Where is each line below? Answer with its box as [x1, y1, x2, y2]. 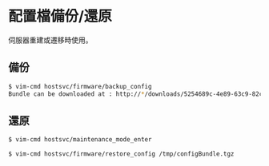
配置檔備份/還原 [8, 7, 112, 26]
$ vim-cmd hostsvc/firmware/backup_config [8, 82, 152, 90]
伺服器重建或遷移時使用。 [8, 35, 93, 45]
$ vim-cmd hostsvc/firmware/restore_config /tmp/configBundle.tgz [8, 150, 235, 158]
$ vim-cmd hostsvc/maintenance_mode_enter [8, 136, 152, 144]
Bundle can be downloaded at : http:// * [8, 89, 146, 98]
